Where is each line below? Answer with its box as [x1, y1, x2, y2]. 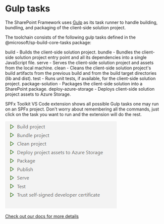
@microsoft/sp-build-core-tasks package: [5, 39, 92, 45]
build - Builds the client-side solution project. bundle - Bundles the [5, 49, 141, 55]
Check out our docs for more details [5, 213, 79, 219]
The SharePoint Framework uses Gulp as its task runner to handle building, [5, 19, 158, 25]
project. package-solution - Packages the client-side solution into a [5, 80, 143, 87]
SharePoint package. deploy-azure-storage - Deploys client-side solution [5, 86, 155, 92]
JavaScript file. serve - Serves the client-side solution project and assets [5, 59, 154, 65]
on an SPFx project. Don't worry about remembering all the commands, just [5, 106, 160, 112]
